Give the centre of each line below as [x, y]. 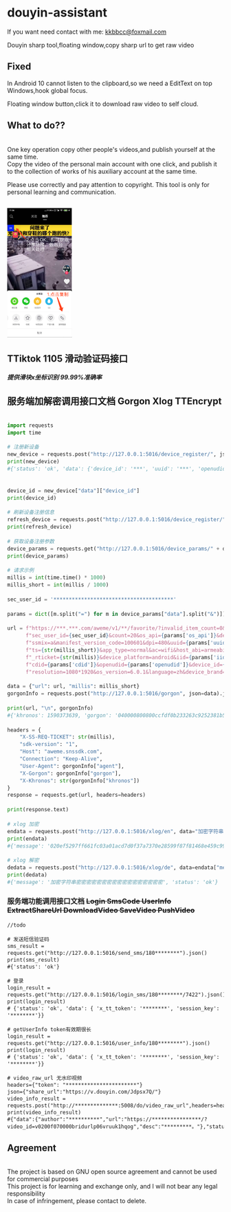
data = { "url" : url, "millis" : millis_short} [73, 686]
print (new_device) [33, 462]
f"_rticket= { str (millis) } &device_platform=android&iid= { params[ [119, 657]
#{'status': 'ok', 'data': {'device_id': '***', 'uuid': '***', [101, 469]
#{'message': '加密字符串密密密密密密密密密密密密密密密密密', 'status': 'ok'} [113, 882]
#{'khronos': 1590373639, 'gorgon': [59, 715]
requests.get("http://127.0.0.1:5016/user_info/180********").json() [109, 1044]
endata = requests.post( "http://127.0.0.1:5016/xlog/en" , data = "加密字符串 [115, 831]
